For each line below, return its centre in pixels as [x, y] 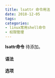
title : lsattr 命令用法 [27, 10]
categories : [17, 23]
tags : [10, 19]
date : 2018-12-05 [23, 14]
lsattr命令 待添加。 [24, 47]
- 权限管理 [15, 32]
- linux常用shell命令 [26, 28]
